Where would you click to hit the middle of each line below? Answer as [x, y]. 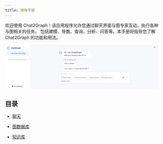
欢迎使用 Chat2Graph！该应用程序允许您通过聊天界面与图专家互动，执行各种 [82, 25]
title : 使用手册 [20, 10]
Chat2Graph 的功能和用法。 [33, 37]
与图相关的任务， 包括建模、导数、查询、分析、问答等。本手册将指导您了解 [80, 31]
